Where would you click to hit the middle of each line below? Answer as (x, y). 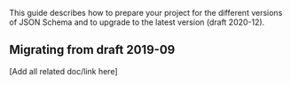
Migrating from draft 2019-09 (92, 50)
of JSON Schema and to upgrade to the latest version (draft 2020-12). (137, 22)
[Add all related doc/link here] (63, 71)
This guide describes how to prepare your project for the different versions (146, 13)
